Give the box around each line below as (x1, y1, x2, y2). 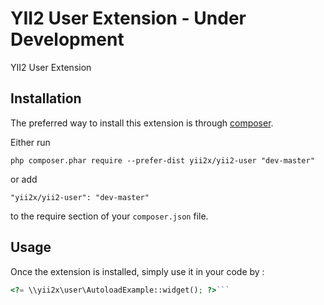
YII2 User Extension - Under (10, 7, 247, 30)
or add (10, 173, 38, 185)
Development (10, 28, 125, 51)
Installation (10, 90, 82, 107)
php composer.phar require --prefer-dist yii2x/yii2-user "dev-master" (10, 155, 315, 166)
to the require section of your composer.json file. (10, 210, 209, 222)
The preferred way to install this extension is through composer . (10, 117, 274, 129)
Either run (10, 136, 51, 148)
